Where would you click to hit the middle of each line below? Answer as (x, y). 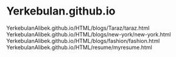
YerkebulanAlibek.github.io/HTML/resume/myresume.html (79, 47)
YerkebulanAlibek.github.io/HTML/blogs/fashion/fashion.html (83, 41)
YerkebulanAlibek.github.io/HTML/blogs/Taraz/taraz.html (78, 28)
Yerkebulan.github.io (61, 11)
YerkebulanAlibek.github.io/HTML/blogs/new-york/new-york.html (89, 34)
